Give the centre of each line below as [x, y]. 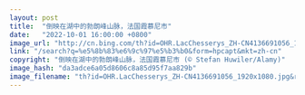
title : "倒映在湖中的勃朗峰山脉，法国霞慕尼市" [91, 26]
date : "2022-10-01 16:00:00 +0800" [81, 34]
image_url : [30, 43]
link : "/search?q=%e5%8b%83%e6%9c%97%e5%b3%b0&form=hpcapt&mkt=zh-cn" [146, 52]
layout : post [34, 18]
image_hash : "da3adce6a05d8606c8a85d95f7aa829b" [103, 69]
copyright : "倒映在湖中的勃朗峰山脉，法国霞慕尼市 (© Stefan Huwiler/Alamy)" [148, 60]
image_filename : [40, 77]
